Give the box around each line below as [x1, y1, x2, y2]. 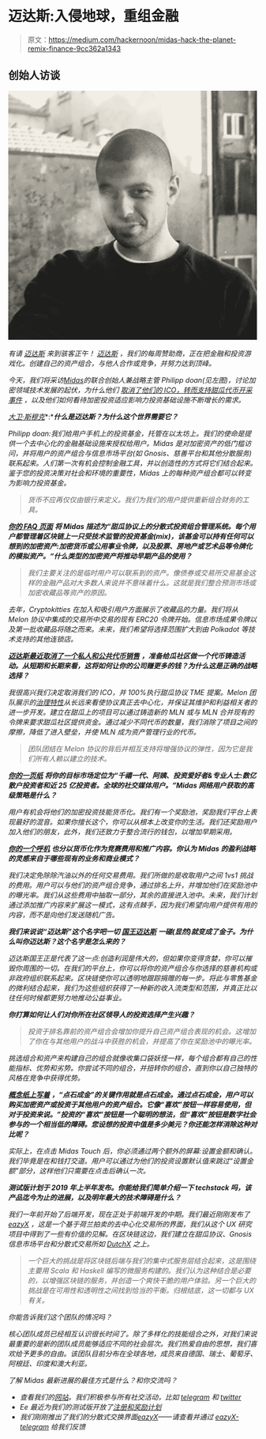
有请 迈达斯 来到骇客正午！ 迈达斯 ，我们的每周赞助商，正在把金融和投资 [8, 349, 245, 358]
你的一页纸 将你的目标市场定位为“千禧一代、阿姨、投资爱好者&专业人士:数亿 [8, 770, 257, 780]
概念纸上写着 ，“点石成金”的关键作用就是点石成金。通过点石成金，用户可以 [8, 1090, 254, 1099]
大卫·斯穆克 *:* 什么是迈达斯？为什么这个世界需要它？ [8, 412, 179, 421]
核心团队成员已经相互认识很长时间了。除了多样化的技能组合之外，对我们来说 [8, 1329, 257, 1339]
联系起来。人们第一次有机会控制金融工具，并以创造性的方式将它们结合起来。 [8, 458, 257, 467]
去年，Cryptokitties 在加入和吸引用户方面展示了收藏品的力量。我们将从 [8, 604, 239, 614]
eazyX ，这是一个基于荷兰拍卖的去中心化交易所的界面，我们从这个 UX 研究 [8, 1219, 253, 1229]
